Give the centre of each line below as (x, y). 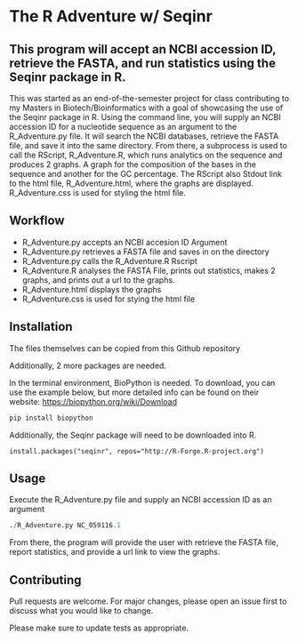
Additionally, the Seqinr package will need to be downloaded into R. (133, 435)
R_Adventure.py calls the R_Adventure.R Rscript (109, 261)
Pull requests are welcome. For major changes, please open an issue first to (148, 601)
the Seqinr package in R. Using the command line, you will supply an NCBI (145, 117)
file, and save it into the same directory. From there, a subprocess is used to (148, 145)
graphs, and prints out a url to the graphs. (98, 280)
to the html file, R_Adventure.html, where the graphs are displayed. (131, 183)
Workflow (37, 221)
